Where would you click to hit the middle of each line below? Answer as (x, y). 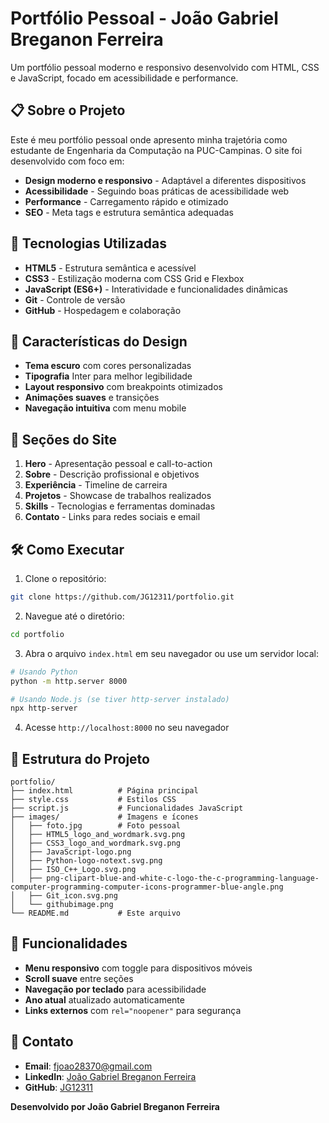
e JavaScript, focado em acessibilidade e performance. (124, 78)
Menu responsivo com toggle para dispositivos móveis (138, 968)
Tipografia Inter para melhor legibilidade (108, 376)
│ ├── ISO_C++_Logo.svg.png (73, 870)
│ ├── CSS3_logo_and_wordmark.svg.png (96, 843)
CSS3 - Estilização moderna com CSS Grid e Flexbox (134, 278)
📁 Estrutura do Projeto (80, 758)
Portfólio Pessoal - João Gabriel (144, 18)
